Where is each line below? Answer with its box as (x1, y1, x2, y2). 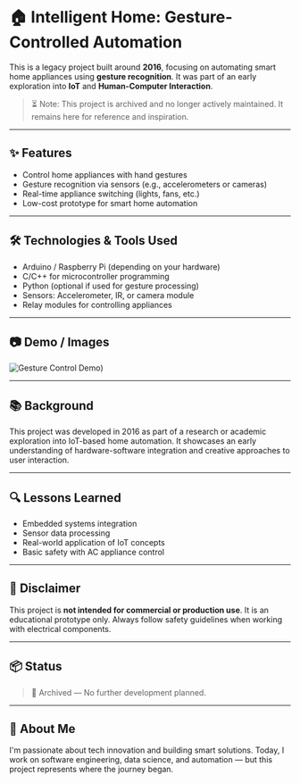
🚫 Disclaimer (9, 581, 81, 596)
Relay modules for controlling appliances (21, 299, 172, 310)
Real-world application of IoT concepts (21, 537, 165, 547)
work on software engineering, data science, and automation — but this (9, 754, 273, 765)
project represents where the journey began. (9, 764, 174, 775)
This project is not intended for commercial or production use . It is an (9, 604, 270, 615)
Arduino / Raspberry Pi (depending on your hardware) (21, 261, 221, 272)
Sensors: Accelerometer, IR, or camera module (21, 289, 195, 300)
